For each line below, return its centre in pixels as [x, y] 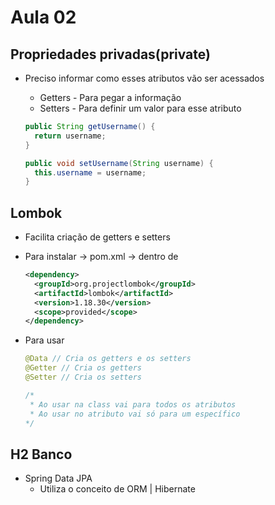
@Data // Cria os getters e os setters [108, 359]
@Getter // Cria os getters [83, 368]
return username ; [70, 136]
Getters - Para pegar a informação [110, 97]
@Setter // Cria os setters [83, 377]
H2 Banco [41, 454]
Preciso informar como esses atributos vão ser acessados [144, 78]
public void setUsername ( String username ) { [119, 163]
